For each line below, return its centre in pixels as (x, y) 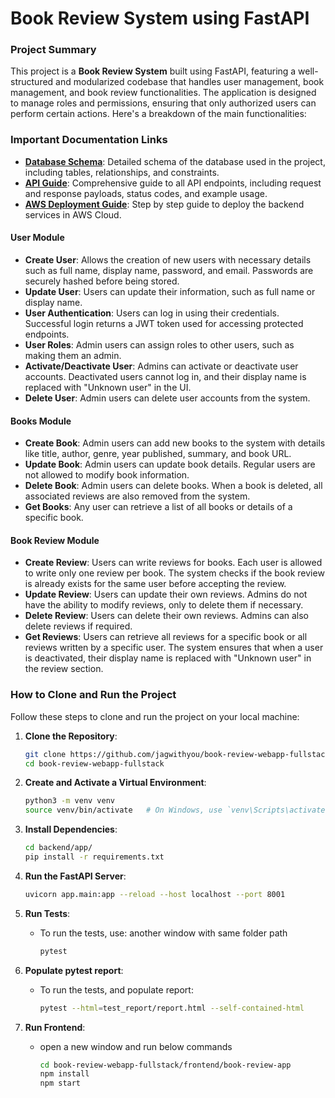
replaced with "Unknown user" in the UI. (108, 387)
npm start (60, 1083)
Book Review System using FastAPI (160, 18)
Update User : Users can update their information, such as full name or (170, 291)
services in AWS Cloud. (73, 214)
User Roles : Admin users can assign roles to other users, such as (159, 344)
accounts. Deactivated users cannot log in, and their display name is (165, 376)
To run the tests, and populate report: (116, 989)
